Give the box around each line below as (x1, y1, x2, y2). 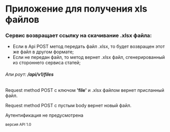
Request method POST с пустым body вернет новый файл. (5, 102, 132, 108)
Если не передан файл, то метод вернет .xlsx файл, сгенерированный (12, 54, 165, 60)
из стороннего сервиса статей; (12, 59, 81, 66)
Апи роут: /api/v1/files (5, 72, 54, 78)
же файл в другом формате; (12, 49, 74, 55)
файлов (5, 14, 39, 25)
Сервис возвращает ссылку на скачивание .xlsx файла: (5, 32, 152, 39)
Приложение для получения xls (5, 3, 148, 15)
